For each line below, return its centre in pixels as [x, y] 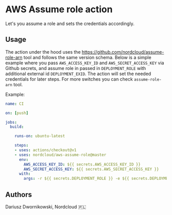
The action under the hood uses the [43, 52]
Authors [19, 194]
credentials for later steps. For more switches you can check [69, 79]
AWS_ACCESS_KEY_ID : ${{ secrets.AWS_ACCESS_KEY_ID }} [82, 164]
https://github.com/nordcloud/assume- [123, 52]
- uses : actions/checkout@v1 [46, 150]
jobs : [11, 122]
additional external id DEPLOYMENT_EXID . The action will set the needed [78, 74]
